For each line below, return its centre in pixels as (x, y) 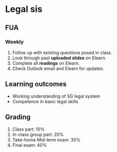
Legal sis (24, 9)
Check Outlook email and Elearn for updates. (58, 68)
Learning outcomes (36, 84)
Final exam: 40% (29, 145)
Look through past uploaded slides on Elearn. (59, 58)
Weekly (14, 42)
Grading (18, 117)
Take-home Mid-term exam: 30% (46, 140)
